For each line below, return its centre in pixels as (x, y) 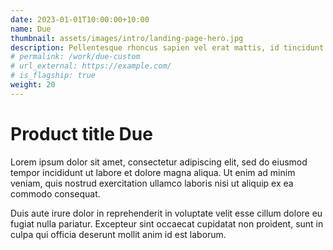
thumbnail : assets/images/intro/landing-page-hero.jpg (127, 38)
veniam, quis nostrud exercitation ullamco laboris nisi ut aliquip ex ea (152, 183)
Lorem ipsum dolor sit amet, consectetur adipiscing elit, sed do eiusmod (159, 162)
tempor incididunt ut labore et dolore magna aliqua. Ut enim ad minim (153, 172)
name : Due (31, 29)
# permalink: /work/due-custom (75, 57)
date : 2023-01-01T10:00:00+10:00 (80, 19)
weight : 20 (33, 85)
